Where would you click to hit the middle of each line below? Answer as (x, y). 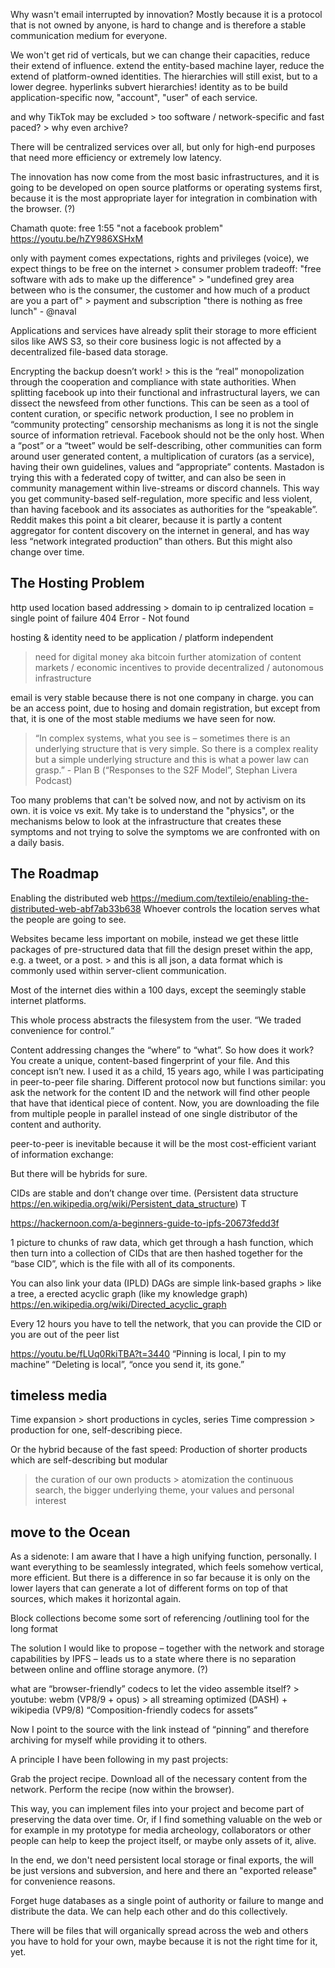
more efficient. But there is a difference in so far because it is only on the (160, 1578)
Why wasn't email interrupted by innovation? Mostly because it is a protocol (166, 14)
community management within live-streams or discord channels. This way (165, 488)
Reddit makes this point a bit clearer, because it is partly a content (146, 520)
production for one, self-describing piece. (96, 1430)
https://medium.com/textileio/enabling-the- (220, 898)
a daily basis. (37, 842)
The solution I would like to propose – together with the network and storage (167, 1648)
